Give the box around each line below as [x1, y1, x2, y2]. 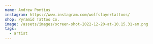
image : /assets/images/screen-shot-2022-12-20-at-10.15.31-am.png [5, 21, 148, 27]
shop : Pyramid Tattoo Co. [5, 17, 59, 22]
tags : [5, 26, 16, 31]
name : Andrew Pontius [5, 7, 51, 13]
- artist [9, 31, 28, 36]
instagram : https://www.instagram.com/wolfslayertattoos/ [5, 12, 130, 17]
